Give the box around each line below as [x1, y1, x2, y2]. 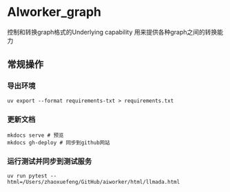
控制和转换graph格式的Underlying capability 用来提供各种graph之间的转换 [7, 28, 218, 36]
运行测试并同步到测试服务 [7, 156, 92, 166]
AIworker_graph [7, 4, 102, 20]
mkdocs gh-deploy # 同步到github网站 [7, 139, 110, 146]
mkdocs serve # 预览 [7, 132, 64, 139]
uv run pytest [7, 173, 48, 180]
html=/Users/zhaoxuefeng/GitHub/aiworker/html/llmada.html [7, 179, 180, 186]
